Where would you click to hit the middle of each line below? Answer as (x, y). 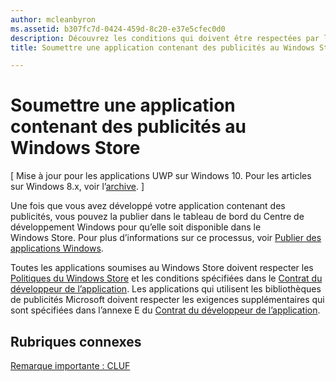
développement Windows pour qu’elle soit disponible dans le (136, 227)
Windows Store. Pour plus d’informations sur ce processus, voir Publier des (166, 238)
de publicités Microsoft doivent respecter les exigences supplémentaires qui (167, 300)
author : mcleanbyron (53, 19)
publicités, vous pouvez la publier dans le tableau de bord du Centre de (157, 217)
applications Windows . (57, 248)
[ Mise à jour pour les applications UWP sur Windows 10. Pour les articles (161, 176)
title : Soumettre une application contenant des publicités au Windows (162, 47)
